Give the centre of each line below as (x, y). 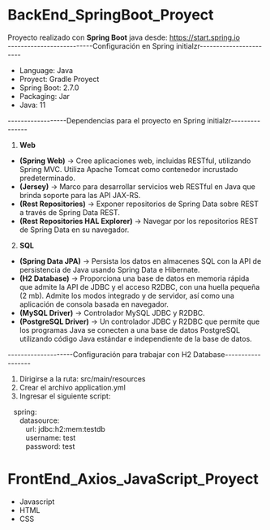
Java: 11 (32, 105)
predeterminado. (47, 178)
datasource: (39, 420)
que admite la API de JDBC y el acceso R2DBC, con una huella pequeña (139, 287)
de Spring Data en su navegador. (74, 230)
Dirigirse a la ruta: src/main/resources (82, 378)
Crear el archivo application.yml (73, 387)
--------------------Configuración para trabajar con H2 (100, 354)
